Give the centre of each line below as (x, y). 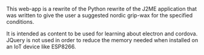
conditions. (20, 22)
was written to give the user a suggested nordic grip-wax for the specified (100, 15)
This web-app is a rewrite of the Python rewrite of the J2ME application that (101, 9)
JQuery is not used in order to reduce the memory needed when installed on (102, 40)
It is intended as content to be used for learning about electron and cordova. (102, 34)
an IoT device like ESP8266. (41, 46)
